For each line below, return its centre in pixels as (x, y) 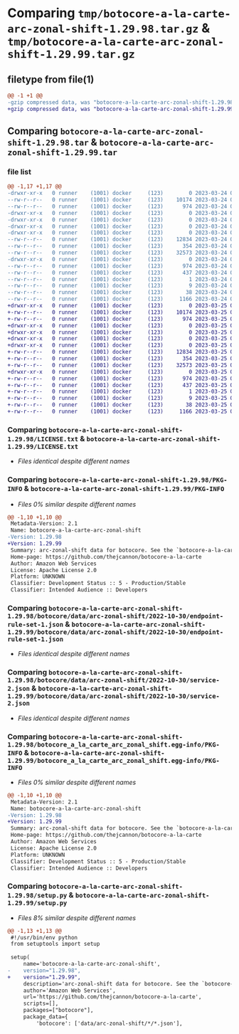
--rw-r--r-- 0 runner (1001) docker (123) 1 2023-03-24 (117, 279)
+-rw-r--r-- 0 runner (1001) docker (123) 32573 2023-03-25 (117, 365)
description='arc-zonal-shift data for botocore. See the (111, 983)
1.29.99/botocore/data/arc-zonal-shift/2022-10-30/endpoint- (116, 632)
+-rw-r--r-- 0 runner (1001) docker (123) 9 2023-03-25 (117, 399)
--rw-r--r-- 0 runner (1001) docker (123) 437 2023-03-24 (117, 273)
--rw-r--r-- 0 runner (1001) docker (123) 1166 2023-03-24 (117, 299)
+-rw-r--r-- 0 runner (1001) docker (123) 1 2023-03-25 (117, 392)
